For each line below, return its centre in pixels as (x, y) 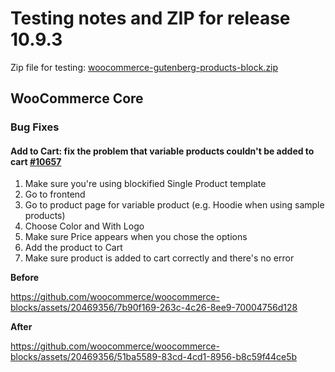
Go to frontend (55, 194)
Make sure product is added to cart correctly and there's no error (159, 258)
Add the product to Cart (73, 248)
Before (25, 278)
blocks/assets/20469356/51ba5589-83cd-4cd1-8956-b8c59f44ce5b (154, 357)
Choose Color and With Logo (84, 226)
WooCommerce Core (77, 98)
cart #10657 (36, 161)
